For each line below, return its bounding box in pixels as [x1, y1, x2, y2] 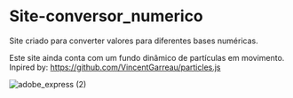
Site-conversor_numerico [9, 6, 204, 26]
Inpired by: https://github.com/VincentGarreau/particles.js [9, 62, 221, 72]
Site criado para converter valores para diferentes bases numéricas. [9, 35, 259, 46]
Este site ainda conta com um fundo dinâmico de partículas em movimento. [9, 52, 285, 63]
